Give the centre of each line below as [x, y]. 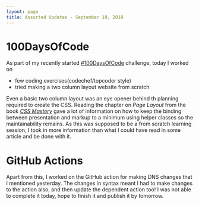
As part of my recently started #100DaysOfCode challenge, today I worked [97, 63]
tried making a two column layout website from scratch [82, 87]
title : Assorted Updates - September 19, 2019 [65, 17]
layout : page [22, 12]
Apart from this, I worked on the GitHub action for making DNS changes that [99, 177]
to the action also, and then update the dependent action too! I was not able [99, 190]
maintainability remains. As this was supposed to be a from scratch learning [99, 124]
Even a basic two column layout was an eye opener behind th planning [92, 99]
